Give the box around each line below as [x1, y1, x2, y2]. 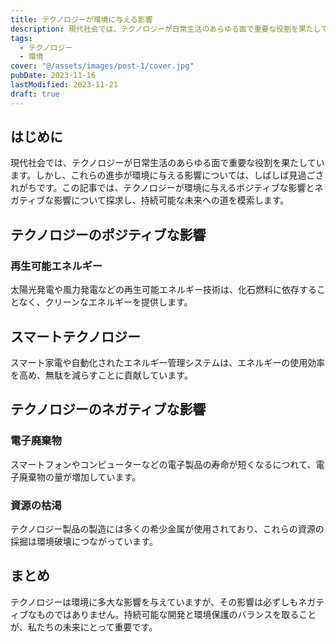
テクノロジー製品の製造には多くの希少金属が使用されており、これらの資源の [10, 522, 325, 535]
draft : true [10, 89, 60, 99]
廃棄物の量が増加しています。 [18, 471, 142, 483]
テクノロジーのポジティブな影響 [10, 226, 207, 243]
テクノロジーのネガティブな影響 [10, 401, 207, 418]
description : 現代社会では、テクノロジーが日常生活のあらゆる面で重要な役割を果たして [10, 24, 329, 34]
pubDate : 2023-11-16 [10, 71, 97, 81]
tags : [10, 33, 33, 43]
